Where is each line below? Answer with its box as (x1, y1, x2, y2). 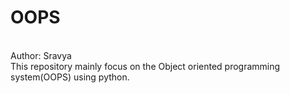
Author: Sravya (10, 49, 72, 61)
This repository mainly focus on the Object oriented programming (10, 60, 281, 72)
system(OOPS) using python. (10, 71, 130, 83)
